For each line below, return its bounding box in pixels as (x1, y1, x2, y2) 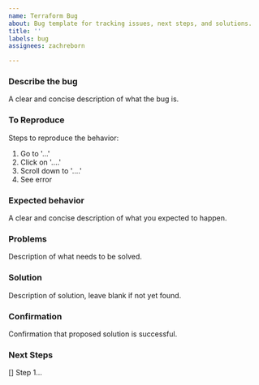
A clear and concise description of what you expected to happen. (8, 213, 227, 223)
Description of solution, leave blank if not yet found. (8, 290, 182, 300)
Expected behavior (8, 195, 85, 206)
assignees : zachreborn (8, 42, 85, 50)
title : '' (8, 27, 42, 35)
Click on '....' (19, 157, 62, 167)
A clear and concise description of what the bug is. (8, 94, 179, 104)
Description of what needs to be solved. (8, 252, 142, 262)
